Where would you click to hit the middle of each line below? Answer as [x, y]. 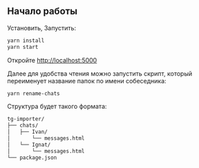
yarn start [23, 47]
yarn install [26, 41]
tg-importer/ [26, 119]
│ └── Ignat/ [29, 145]
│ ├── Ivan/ [28, 132]
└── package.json [32, 158]
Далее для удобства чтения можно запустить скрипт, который [99, 73]
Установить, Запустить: [42, 28]
